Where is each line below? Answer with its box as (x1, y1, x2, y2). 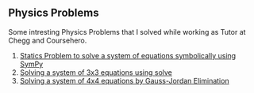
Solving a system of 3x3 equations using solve (19, 67, 173, 77)
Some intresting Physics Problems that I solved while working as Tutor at (8, 27, 246, 36)
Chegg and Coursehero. (8, 35, 87, 45)
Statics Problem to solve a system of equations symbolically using (19, 50, 237, 60)
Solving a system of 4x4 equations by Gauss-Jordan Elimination (19, 76, 229, 85)
